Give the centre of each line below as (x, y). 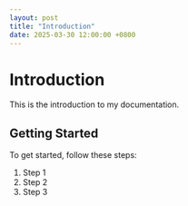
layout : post (34, 18)
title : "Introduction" (52, 26)
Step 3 (35, 192)
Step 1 (34, 172)
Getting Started (54, 133)
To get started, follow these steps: (74, 155)
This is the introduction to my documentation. (94, 104)
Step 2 (35, 182)
